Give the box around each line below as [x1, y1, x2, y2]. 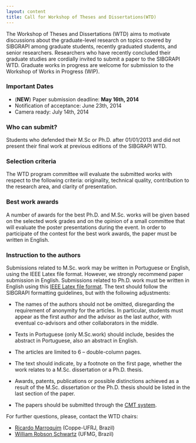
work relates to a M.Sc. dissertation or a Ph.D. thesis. [14, 366, 143, 373]
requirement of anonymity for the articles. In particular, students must [14, 307, 184, 314]
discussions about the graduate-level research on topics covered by [6, 36, 172, 44]
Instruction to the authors [6, 251, 81, 259]
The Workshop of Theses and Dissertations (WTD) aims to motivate [6, 30, 171, 37]
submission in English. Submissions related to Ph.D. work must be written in [6, 277, 190, 284]
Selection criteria [6, 157, 57, 165]
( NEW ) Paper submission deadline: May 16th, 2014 [14, 95, 139, 103]
